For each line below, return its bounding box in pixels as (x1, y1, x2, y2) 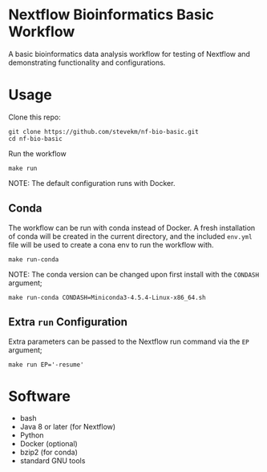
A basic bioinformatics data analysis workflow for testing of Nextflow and (8, 49, 251, 58)
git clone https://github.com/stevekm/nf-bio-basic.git (8, 127, 199, 135)
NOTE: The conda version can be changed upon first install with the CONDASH (8, 269, 259, 279)
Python (19, 430, 44, 440)
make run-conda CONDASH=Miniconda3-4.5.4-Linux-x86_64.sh (8, 293, 206, 301)
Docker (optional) (19, 439, 78, 449)
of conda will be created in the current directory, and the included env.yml (8, 231, 253, 241)
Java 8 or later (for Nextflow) (19, 422, 116, 432)
